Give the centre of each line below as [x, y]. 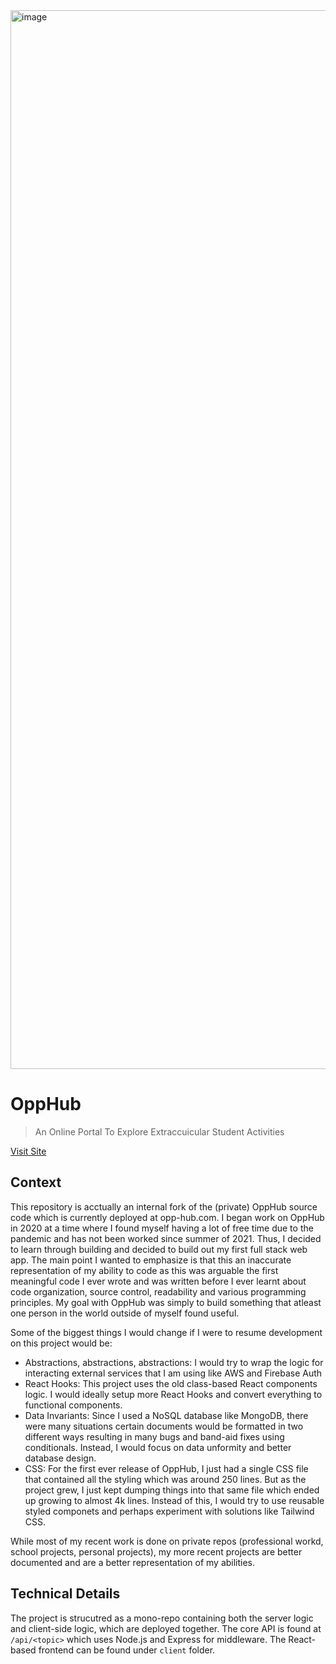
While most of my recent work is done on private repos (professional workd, [167, 1541]
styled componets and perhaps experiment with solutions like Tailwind [169, 1511]
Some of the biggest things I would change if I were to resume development [166, 1332]
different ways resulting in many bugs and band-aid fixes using [154, 1436]
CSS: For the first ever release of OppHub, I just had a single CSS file [166, 1468]
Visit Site [28, 1151]
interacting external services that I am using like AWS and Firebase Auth [173, 1373]
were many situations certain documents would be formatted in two [164, 1426]
